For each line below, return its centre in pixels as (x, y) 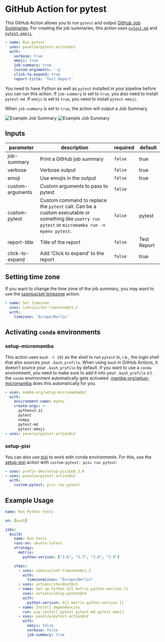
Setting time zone (33, 277)
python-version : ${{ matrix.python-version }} (75, 603)
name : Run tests (31, 539)
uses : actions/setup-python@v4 (55, 594)
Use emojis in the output (68, 178)
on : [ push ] (16, 521)
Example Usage (29, 500)
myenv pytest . (56, 231)
